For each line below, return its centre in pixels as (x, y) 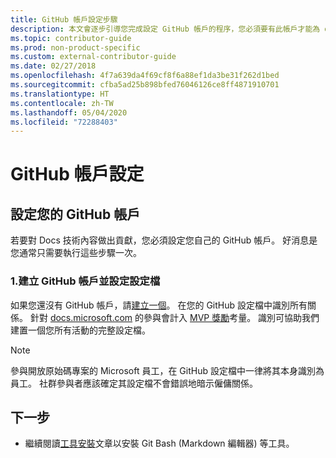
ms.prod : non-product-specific (75, 47)
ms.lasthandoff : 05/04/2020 (69, 112)
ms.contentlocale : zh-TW (62, 103)
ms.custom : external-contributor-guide (93, 57)
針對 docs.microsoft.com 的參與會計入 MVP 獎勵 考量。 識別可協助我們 (174, 317)
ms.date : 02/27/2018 (53, 66)
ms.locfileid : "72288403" (64, 122)
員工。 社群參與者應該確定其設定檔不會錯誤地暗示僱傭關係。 (134, 383)
